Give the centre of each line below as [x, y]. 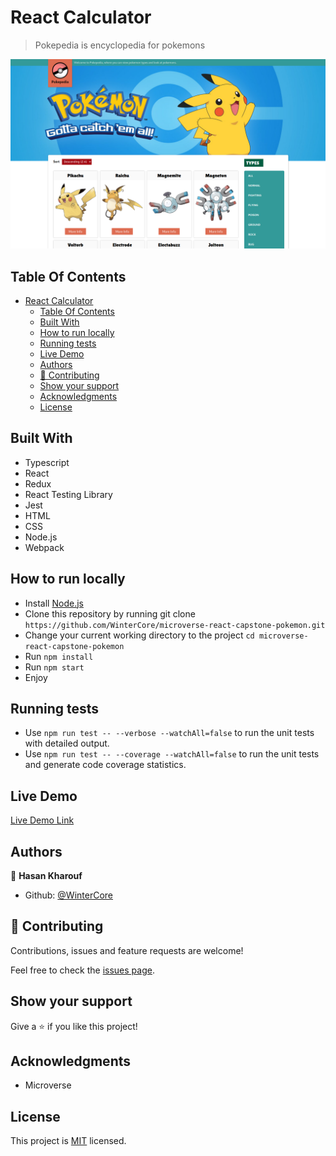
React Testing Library [68, 494]
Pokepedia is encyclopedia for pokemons [120, 45]
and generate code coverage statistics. [105, 765]
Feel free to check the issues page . [82, 970]
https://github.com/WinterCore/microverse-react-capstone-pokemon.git [175, 625]
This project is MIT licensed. [68, 1141]
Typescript [47, 462]
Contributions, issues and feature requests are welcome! [127, 950]
